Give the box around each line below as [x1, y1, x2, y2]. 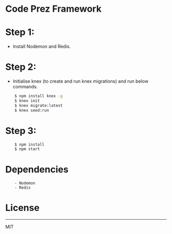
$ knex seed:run [14, 108, 50, 113]
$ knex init [14, 98, 40, 103]
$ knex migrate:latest [14, 103, 63, 108]
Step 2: [5, 61, 37, 73]
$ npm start [14, 147, 40, 152]
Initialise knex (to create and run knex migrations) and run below [12, 78, 148, 84]
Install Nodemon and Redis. [12, 43, 71, 50]
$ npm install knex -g [14, 93, 63, 99]
